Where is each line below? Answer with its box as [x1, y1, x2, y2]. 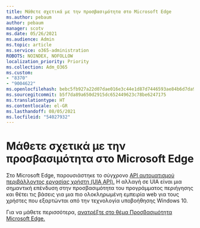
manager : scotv [6, 25, 44, 32]
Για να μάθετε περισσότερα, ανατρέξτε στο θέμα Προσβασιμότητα [6, 209, 173, 216]
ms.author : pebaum [6, 14, 52, 20]
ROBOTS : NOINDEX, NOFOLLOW [6, 53, 73, 59]
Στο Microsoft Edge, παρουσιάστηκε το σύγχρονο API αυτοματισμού [6, 172, 174, 179]
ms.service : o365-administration [6, 48, 89, 54]
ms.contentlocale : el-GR [6, 102, 68, 109]
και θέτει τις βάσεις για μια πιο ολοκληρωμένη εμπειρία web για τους [6, 191, 180, 198]
